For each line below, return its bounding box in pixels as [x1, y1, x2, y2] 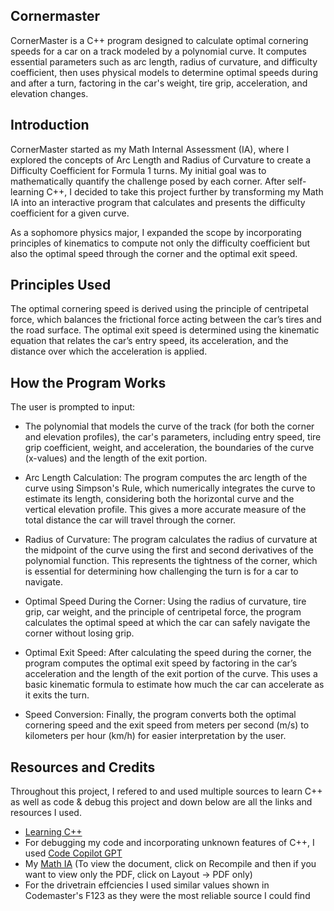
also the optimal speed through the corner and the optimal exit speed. [10, 247, 298, 259]
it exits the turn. [24, 689, 90, 701]
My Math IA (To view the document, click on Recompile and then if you [24, 858, 317, 870]
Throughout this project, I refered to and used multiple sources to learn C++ [10, 785, 323, 798]
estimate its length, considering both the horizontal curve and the [24, 493, 295, 505]
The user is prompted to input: [10, 401, 136, 413]
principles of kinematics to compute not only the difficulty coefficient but [10, 237, 311, 249]
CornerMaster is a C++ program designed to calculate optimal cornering [10, 34, 309, 46]
